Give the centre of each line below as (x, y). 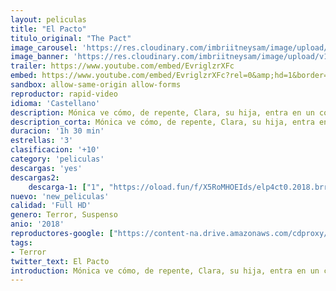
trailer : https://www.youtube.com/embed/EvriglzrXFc (122, 66)
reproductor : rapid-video (64, 94)
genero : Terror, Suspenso (64, 215)
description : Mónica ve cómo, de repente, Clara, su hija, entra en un (162, 112)
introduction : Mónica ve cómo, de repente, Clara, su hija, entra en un (165, 271)
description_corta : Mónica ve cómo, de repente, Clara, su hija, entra (162, 122)
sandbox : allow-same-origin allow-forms (96, 85)
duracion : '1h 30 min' (57, 131)
